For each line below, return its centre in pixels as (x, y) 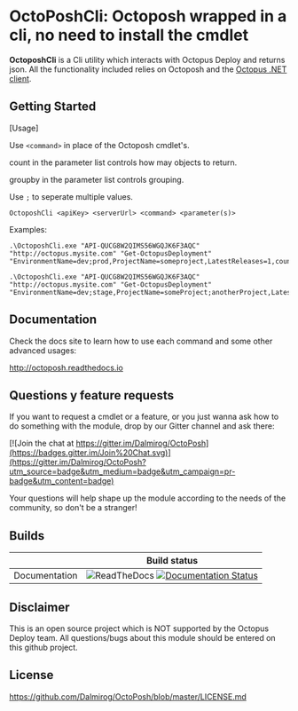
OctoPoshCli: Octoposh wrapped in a (148, 16)
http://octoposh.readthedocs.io (67, 367)
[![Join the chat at (42, 443)
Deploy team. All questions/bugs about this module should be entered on (143, 638)
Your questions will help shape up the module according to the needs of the (148, 498)
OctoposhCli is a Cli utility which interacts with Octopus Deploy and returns (147, 59)
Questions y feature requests (92, 395)
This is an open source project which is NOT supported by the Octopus (139, 628)
